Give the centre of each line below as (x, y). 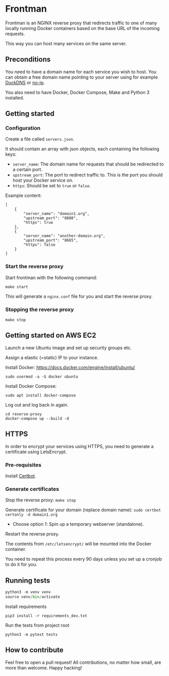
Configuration (23, 128)
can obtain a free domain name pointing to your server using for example (82, 77)
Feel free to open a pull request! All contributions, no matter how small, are (83, 662)
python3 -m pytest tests (31, 634)
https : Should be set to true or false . (52, 186)
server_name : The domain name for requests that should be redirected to (88, 164)
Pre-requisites (23, 465)
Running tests (28, 580)
